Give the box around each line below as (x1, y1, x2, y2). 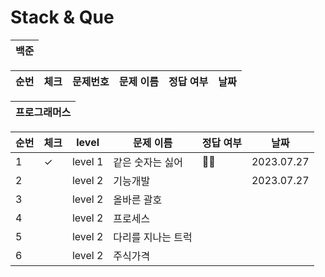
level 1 (71, 154, 104, 168)
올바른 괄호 (113, 192, 163, 206)
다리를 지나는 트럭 (113, 230, 193, 244)
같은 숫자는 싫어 (113, 155, 183, 169)
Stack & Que (10, 6, 115, 29)
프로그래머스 (15, 105, 72, 119)
